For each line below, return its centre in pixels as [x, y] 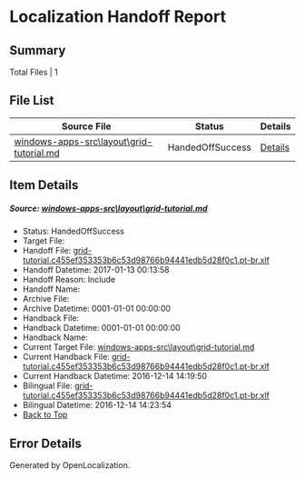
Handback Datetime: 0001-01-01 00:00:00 [102, 328]
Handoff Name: [51, 289]
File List [32, 100]
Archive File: [46, 299]
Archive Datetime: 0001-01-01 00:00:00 [96, 309]
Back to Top [45, 414]
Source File [86, 126]
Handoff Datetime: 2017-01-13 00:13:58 [96, 270]
